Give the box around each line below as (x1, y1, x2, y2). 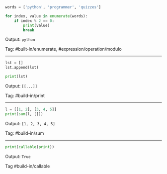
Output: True (5, 153, 31, 159)
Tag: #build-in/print (5, 92, 45, 98)
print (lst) (5, 74, 28, 79)
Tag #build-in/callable (5, 163, 50, 169)
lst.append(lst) (5, 65, 39, 70)
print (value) (23, 23, 50, 28)
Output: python (5, 36, 35, 42)
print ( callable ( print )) (5, 144, 55, 149)
